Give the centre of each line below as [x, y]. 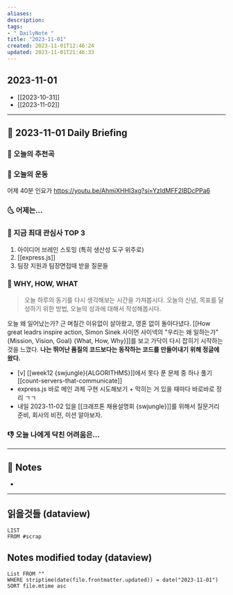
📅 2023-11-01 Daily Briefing [67, 133]
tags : [15, 26]
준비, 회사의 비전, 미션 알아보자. [60, 414]
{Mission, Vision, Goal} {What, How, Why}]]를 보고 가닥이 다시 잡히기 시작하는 [115, 340]
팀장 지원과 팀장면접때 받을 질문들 [63, 265]
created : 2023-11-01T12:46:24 [51, 46]
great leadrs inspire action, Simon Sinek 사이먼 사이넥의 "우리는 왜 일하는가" [113, 332]
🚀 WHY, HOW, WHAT [43, 284]
